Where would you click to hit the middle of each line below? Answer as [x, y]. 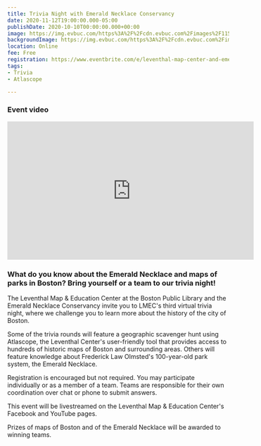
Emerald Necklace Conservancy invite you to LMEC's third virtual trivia [110, 306]
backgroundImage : [33, 40]
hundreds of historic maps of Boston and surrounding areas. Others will [111, 349]
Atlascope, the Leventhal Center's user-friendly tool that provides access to [117, 341]
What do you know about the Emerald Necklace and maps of [113, 274]
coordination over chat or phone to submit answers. [82, 392]
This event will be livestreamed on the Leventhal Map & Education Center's [116, 406]
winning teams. [29, 434]
